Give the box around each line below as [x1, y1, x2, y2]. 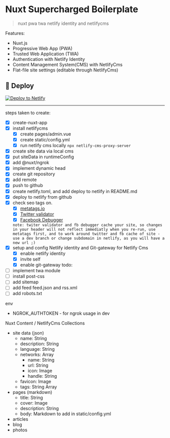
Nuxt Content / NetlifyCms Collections [5, 320, 85, 326]
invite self [20, 256, 40, 262]
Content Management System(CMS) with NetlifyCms [12, 61, 123, 67]
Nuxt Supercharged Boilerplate [5, 4, 138, 15]
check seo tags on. [12, 199, 53, 206]
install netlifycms [12, 125, 48, 131]
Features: [5, 30, 25, 36]
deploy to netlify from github [12, 194, 72, 200]
